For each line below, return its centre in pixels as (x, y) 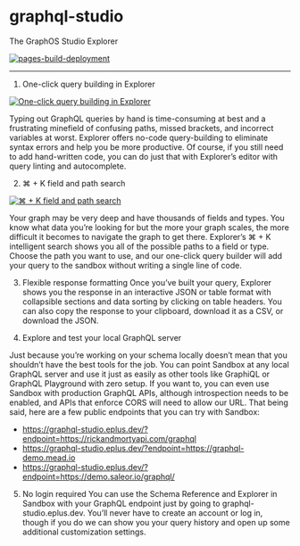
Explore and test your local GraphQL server (102, 337)
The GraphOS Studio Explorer (64, 41)
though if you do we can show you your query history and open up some (156, 522)
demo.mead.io (49, 458)
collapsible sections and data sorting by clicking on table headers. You (152, 302)
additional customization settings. (84, 532)
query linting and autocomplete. (68, 166)
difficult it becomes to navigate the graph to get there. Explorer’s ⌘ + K (140, 236)
